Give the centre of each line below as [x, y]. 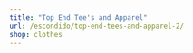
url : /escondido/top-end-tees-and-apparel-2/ [96, 26]
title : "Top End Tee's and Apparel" [78, 18]
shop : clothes [36, 34]
